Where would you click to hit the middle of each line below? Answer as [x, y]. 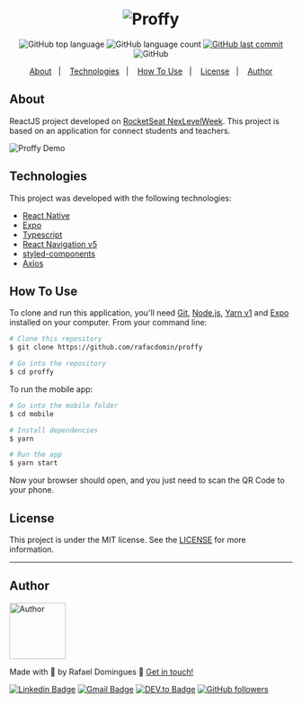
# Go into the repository [58, 364]
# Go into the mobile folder [64, 405]
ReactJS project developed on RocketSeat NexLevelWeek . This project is [145, 120]
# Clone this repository [56, 339]
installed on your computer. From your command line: [108, 323]
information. [32, 549]
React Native [46, 215]
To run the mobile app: [51, 389]
